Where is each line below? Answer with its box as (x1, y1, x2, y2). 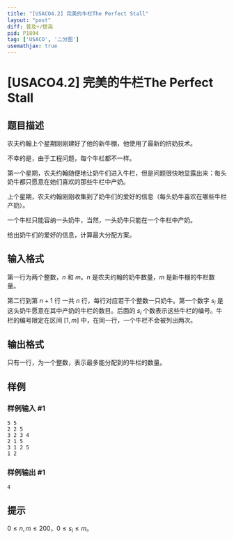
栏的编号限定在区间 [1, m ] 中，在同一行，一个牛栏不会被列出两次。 (7, 316, 197, 325)
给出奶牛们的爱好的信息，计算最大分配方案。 (7, 231, 136, 239)
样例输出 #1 (7, 468, 45, 477)
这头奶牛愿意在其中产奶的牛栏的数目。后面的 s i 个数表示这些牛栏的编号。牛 (7, 306, 223, 316)
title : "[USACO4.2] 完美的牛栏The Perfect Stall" (7, 10, 149, 17)
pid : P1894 (7, 29, 39, 37)
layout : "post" (7, 17, 52, 24)
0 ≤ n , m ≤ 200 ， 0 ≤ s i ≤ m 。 (7, 524, 93, 534)
